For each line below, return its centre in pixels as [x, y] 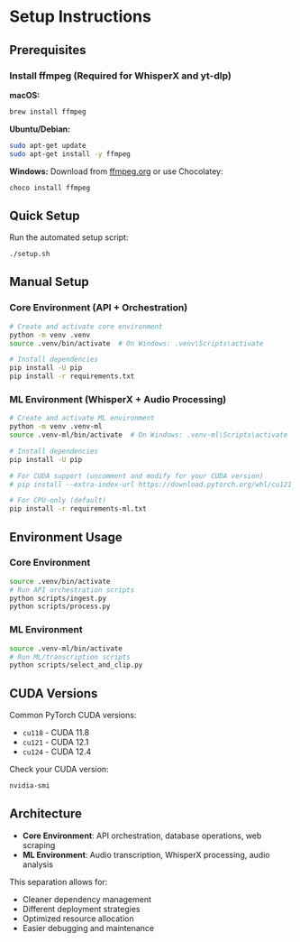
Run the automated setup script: [69, 237]
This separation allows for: [59, 882]
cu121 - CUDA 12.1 [55, 743]
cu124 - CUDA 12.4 [57, 752]
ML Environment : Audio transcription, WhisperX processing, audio [146, 854]
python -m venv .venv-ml [56, 427]
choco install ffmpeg [50, 188]
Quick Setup [45, 215]
